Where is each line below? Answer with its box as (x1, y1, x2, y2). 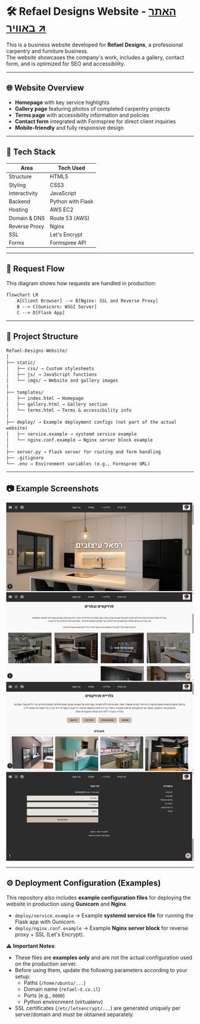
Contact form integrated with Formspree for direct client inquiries (14, 117, 176, 125)
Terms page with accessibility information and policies (14, 111, 149, 118)
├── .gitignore (6, 455, 44, 461)
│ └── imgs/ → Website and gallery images (6, 377, 118, 384)
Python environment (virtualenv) (23, 998, 103, 1005)
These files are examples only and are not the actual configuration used (14, 954, 192, 961)
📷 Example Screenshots (6, 483, 99, 494)
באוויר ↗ (6, 21, 46, 35)
